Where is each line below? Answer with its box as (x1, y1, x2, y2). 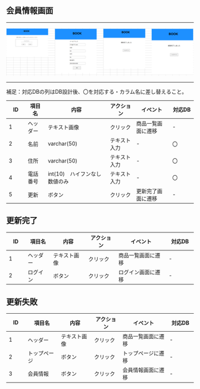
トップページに (122, 350, 160, 357)
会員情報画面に (122, 366, 160, 373)
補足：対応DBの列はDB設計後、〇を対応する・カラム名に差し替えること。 (6, 88, 187, 95)
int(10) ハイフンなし (47, 170, 102, 177)
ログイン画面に (118, 268, 155, 275)
